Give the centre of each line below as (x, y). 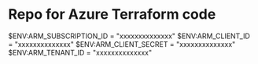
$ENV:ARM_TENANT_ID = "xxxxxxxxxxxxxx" (80, 52)
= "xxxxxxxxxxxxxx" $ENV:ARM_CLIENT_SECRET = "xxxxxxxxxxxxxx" (122, 44)
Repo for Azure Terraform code (112, 14)
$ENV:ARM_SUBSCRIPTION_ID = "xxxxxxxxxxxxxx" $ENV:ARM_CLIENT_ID (129, 36)
